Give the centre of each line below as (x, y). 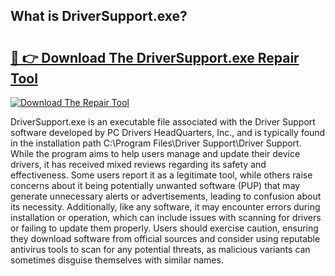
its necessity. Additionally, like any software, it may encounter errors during (165, 207)
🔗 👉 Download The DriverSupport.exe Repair (155, 57)
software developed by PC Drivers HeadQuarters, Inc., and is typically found (168, 132)
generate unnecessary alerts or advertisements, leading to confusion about (166, 196)
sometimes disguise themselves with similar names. (117, 260)
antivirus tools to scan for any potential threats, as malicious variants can (160, 249)
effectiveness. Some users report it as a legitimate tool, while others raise (161, 175)
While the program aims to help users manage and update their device (155, 153)
